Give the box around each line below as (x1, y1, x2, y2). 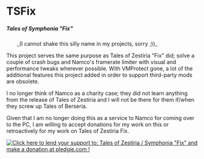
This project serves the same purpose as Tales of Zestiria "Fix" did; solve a (6, 52, 195, 59)
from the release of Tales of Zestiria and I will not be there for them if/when (6, 96, 195, 104)
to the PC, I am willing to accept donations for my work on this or (6, 121, 169, 129)
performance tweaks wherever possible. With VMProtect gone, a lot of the (6, 65, 193, 72)
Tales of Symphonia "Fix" (6, 24, 73, 32)
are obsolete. (6, 78, 40, 85)
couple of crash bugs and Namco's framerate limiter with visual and (6, 58, 177, 66)
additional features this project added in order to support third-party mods (6, 71, 193, 79)
